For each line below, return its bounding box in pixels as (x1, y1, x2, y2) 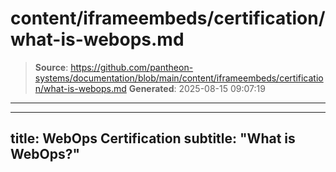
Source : (34, 61, 69, 73)
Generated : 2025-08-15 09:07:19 (128, 82, 266, 94)
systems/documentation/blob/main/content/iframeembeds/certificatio (34, 72, 324, 84)
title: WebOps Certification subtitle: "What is (10, 130, 296, 147)
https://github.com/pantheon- (70, 61, 194, 73)
